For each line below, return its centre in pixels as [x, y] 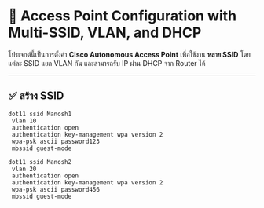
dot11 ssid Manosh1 [40, 114]
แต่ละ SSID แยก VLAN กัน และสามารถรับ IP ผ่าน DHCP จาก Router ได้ [107, 63]
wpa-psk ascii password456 [56, 189]
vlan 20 [24, 169]
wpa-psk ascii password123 [56, 141]
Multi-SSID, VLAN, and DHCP [105, 33]
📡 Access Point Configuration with [123, 16]
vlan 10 [24, 121]
